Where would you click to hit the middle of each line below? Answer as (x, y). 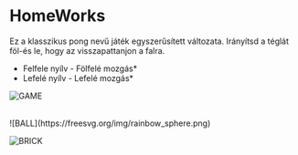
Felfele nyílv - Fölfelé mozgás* (80, 68)
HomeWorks (58, 16)
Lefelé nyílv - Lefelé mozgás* (78, 77)
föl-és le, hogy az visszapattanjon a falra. (87, 50)
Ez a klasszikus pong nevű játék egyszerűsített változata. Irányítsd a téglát (149, 41)
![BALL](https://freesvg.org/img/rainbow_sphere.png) (110, 123)
